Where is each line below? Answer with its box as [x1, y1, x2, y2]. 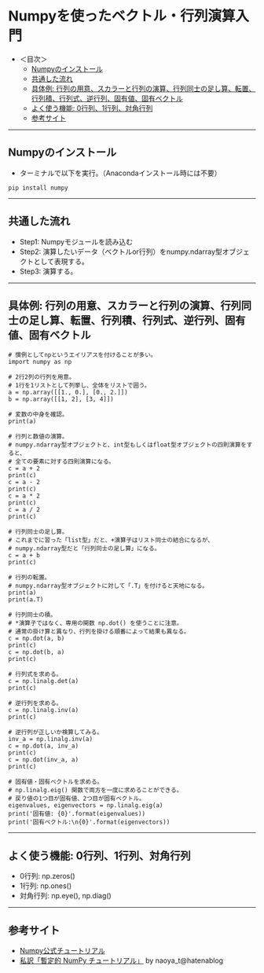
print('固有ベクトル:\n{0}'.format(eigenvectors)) [8, 818, 170, 826]
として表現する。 [33, 256, 89, 266]
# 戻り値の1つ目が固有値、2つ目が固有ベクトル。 [8, 795, 145, 802]
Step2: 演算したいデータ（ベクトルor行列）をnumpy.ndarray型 [19, 247, 222, 256]
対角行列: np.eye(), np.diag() [19, 891, 112, 901]
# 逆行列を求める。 [8, 699, 63, 707]
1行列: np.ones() [19, 881, 72, 890]
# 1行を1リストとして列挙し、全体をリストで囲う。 [8, 382, 151, 390]
